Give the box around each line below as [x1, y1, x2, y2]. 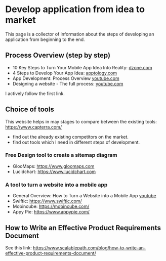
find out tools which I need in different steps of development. [12, 139, 140, 145]
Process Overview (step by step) [5, 51, 111, 60]
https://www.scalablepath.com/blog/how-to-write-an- [32, 244, 146, 251]
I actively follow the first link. [5, 90, 65, 97]
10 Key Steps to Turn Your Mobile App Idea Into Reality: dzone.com [12, 64, 152, 70]
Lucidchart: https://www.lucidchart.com [12, 168, 96, 175]
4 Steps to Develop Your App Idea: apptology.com [12, 70, 117, 76]
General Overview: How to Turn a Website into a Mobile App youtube [12, 193, 156, 199]
